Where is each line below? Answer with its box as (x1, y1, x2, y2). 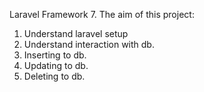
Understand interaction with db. (23, 39, 155, 50)
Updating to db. (23, 60, 89, 71)
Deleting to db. (23, 70, 86, 82)
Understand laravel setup (23, 28, 129, 39)
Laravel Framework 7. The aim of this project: (9, 9, 195, 20)
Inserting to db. (23, 49, 87, 61)
